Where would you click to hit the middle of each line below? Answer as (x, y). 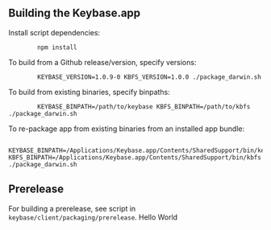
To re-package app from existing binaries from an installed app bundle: (127, 129)
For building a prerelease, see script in (72, 208)
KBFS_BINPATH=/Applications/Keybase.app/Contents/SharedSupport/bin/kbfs (135, 157)
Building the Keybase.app (75, 13)
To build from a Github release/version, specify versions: (102, 62)
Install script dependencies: (54, 32)
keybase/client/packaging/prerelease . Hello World (93, 217)
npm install (58, 47)
